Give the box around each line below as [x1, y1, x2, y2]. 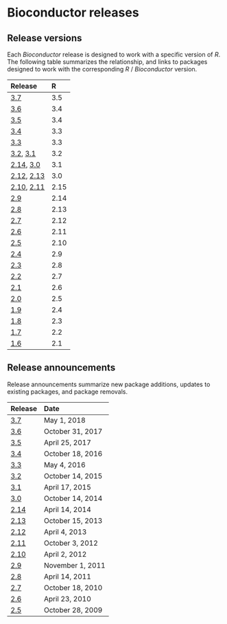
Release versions [7, 32, 82, 44]
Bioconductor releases [7, 5, 139, 21]
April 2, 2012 [43, 549, 87, 559]
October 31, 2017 [43, 426, 103, 436]
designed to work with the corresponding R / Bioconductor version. [7, 65, 198, 73]
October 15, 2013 [43, 515, 103, 525]
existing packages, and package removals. [7, 387, 128, 396]
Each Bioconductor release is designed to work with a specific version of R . [7, 50, 221, 58]
